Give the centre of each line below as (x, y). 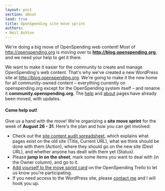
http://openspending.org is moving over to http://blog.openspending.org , (81, 52)
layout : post (19, 10)
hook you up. (26, 184)
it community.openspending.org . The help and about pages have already (81, 93)
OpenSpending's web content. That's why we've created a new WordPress (82, 72)
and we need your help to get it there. (44, 57)
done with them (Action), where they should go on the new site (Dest (83, 146)
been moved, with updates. (33, 99)
